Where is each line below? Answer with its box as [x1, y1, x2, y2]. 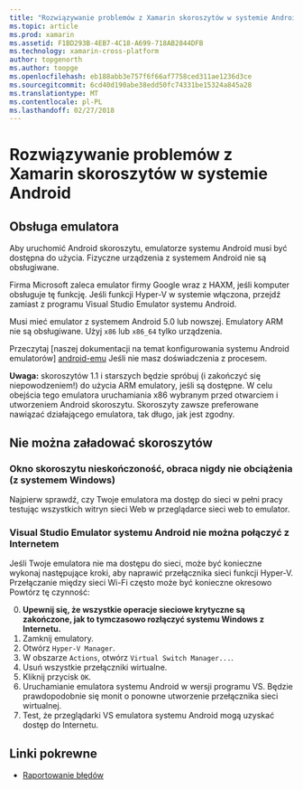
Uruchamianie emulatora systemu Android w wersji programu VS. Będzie [22, 681, 293, 692]
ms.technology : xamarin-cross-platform [9, 47, 160, 56]
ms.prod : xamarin [9, 30, 75, 39]
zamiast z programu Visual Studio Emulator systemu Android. [9, 299, 237, 310]
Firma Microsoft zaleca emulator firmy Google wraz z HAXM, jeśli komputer [9, 279, 290, 290]
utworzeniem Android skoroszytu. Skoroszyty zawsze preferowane [9, 399, 259, 410]
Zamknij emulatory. [22, 634, 94, 644]
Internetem [9, 537, 60, 549]
